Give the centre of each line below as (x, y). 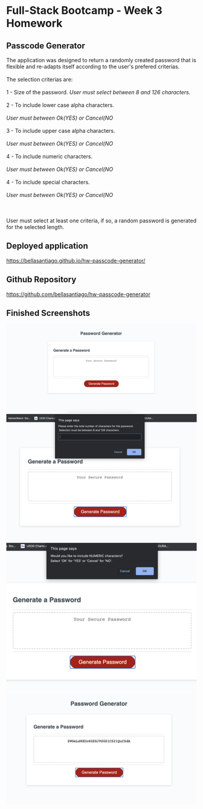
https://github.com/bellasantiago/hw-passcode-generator (79, 294)
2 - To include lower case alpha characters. (60, 105)
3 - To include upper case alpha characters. (61, 131)
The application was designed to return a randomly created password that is (101, 60)
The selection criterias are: (40, 79)
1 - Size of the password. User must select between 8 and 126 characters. (98, 92)
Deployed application (47, 246)
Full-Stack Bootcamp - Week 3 (84, 11)
